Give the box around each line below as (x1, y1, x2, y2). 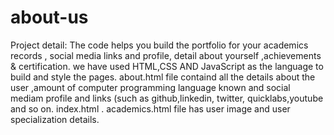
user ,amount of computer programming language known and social (10, 81, 291, 93)
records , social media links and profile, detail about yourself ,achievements (10, 49, 322, 61)
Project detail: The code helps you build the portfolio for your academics (10, 39, 309, 51)
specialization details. (10, 113, 100, 125)
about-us (10, 6, 89, 29)
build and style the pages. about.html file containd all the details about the (10, 71, 316, 83)
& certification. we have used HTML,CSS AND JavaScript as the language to (10, 60, 324, 72)
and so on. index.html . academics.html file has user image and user (10, 102, 291, 115)
